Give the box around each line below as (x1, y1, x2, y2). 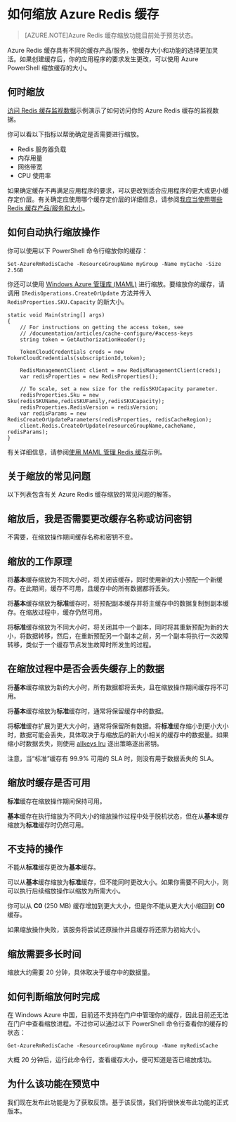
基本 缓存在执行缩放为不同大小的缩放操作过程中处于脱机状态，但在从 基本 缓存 (7, 812, 229, 820)
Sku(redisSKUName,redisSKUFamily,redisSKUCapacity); (7, 397, 165, 404)
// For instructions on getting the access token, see (20, 324, 184, 331)
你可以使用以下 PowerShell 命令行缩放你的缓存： (7, 246, 148, 255)
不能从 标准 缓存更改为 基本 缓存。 (7, 863, 100, 872)
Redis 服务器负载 (17, 145, 67, 153)
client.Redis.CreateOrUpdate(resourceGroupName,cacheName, (20, 422, 197, 429)
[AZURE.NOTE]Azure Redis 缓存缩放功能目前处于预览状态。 (24, 31, 197, 39)
